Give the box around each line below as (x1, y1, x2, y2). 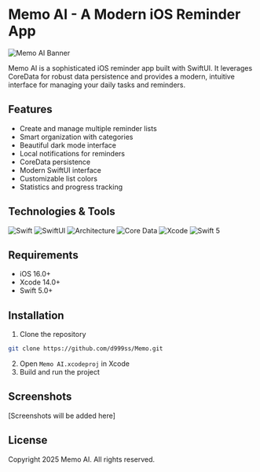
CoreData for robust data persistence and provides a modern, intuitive (8, 71, 236, 81)
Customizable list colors (19, 174, 98, 183)
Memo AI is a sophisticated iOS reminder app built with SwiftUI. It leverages (8, 63, 253, 72)
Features (8, 103, 53, 116)
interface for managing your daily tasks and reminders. (8, 80, 186, 90)
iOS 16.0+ (19, 269, 51, 279)
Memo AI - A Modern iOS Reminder (8, 5, 241, 24)
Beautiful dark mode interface (19, 140, 116, 150)
